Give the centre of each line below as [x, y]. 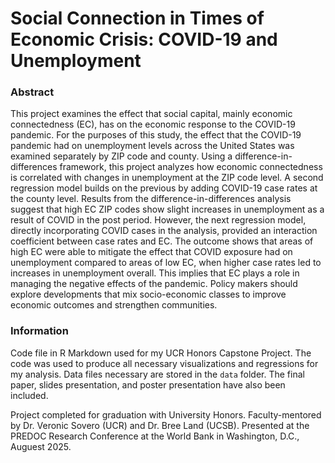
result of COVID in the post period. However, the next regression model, [158, 220]
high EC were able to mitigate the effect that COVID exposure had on [151, 252]
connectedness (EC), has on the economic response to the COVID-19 [153, 124]
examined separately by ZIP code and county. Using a [121, 156]
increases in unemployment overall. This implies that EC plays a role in [155, 273]
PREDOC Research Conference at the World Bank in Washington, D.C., [155, 436]
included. [29, 395]
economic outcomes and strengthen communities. [114, 305]
